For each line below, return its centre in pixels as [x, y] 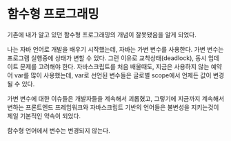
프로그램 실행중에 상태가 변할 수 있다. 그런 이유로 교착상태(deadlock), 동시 [107, 58]
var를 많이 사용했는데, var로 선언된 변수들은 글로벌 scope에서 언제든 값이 [113, 75]
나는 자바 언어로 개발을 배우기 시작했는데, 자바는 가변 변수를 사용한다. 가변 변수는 [115, 49]
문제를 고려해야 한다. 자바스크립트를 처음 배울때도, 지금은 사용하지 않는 [114, 66]
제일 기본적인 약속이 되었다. [44, 115]
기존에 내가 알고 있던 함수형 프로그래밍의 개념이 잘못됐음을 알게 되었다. [102, 35]
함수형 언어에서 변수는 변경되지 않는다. [59, 130]
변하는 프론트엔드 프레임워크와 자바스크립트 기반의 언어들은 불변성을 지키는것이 [113, 107]
